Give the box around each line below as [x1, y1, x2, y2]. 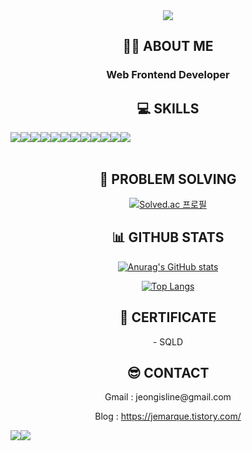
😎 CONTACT [126, 364, 210, 381]
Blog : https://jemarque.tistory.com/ [94, 410, 242, 423]
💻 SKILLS [136, 100, 200, 117]
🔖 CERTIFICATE [119, 309, 217, 326]
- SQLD [152, 335, 184, 348]
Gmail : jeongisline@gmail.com [104, 391, 232, 403]
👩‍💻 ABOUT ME [122, 38, 214, 55]
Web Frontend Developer [106, 68, 230, 82]
